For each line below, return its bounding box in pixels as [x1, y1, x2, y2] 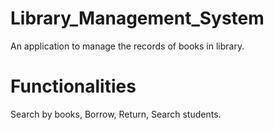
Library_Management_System [10, 7, 265, 30]
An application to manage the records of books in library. [10, 40, 245, 52]
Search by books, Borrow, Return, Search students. [10, 108, 222, 120]
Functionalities [10, 75, 137, 98]
